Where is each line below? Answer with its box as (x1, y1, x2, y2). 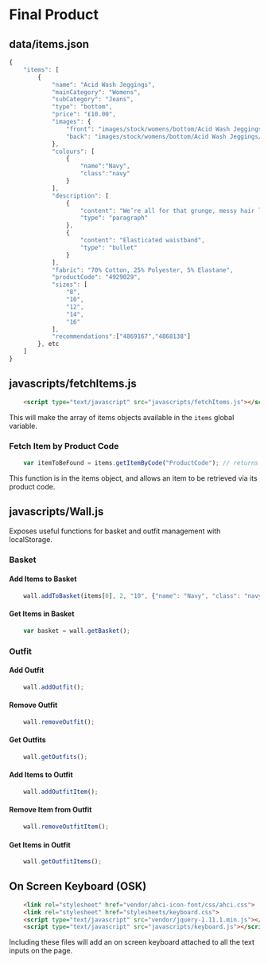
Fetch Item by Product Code (9, 441, 119, 452)
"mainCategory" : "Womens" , (51, 88, 142, 96)
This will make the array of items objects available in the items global (9, 412, 235, 422)
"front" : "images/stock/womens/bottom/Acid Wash (65, 125, 230, 133)
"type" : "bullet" (80, 243, 138, 252)
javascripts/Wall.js (9, 505, 104, 519)
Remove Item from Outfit (9, 805, 92, 815)
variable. (9, 421, 38, 430)
